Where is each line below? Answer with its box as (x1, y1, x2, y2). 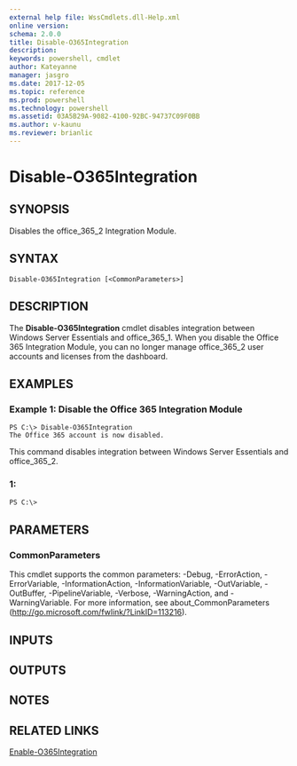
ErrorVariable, (9, 579, 60, 589)
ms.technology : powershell (9, 104, 109, 113)
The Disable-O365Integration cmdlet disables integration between (9, 322, 255, 333)
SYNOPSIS (9, 201, 70, 217)
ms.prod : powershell (9, 95, 86, 105)
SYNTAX (9, 251, 59, 266)
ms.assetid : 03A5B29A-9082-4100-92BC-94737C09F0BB (9, 112, 200, 121)
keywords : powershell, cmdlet (9, 54, 121, 63)
